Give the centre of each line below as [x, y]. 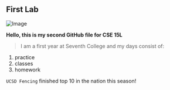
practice [25, 57]
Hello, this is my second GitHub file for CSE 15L [64, 35]
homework [28, 70]
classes [24, 63]
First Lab [23, 10]
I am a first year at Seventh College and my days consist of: [92, 46]
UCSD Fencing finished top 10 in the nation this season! [71, 81]
